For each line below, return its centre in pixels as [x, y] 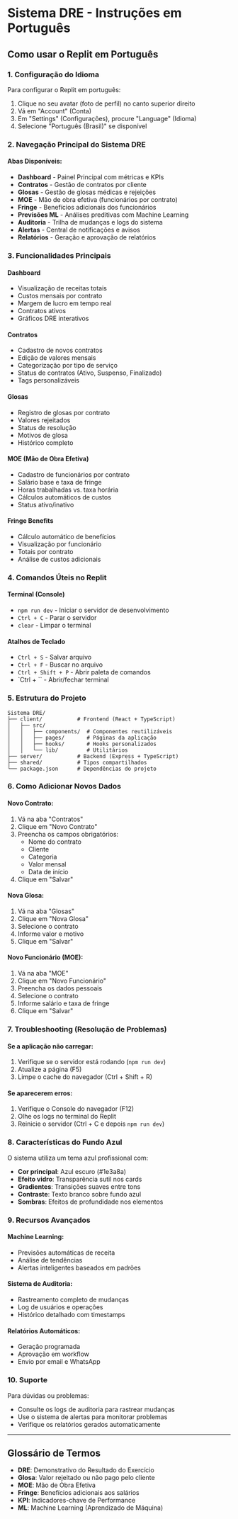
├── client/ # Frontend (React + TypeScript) [91, 719]
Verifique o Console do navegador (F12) [76, 1109]
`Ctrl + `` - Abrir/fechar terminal [63, 680]
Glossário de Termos [54, 1453]
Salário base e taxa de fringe [59, 482]
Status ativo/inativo [46, 504]
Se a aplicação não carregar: [50, 1046]
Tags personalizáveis [49, 380]
